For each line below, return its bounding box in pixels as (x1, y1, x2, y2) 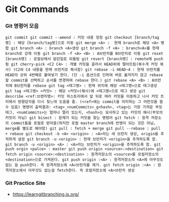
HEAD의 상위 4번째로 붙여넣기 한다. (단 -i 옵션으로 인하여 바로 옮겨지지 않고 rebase (5, 73, 163, 78)
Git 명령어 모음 (5, 23, 39, 30)
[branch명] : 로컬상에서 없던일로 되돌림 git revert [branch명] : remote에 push (5, 56, 163, 61)
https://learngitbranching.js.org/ (12, 191, 79, 197)
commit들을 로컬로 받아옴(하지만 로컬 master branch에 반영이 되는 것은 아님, (11, 121, 156, 126)
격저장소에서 (5, 168, 26, 173)
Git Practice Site (5, 180, 46, 187)
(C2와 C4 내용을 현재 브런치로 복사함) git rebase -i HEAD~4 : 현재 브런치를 (13, 67, 160, 73)
